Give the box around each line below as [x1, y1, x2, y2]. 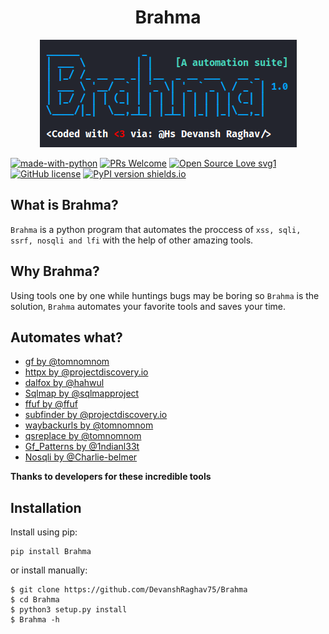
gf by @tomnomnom [24, 356, 110, 368]
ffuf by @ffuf [24, 398, 78, 410]
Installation [10, 499, 82, 516]
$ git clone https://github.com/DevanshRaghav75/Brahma [10, 585, 248, 595]
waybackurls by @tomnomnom [24, 419, 154, 431]
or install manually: [10, 564, 88, 576]
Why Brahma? [10, 263, 100, 280]
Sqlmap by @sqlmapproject [24, 387, 140, 400]
